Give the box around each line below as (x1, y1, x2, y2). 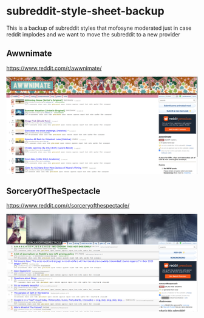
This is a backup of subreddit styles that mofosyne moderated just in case (6, 24, 192, 32)
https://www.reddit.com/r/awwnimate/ (6, 64, 102, 72)
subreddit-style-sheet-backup (6, 4, 165, 18)
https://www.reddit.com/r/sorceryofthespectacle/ (6, 201, 130, 209)
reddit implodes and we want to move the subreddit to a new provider (6, 30, 180, 38)
